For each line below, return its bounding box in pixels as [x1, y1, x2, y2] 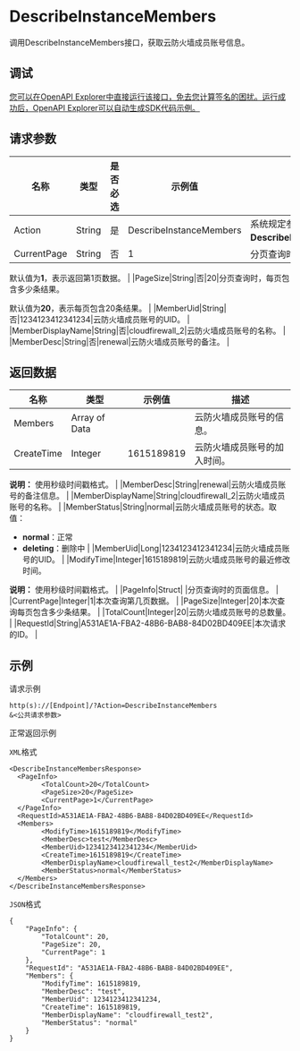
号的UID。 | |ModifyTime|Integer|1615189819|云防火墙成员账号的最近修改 [21, 554, 290, 565]
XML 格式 [9, 747, 37, 757]
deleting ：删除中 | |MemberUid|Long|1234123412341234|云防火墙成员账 [21, 543, 290, 554]
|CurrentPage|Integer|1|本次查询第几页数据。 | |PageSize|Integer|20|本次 [9, 595, 278, 606]
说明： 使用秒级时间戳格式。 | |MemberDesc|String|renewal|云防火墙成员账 [9, 479, 287, 490]
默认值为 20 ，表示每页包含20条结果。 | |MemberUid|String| [9, 303, 227, 313]
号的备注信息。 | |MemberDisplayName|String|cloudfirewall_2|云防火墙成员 [9, 491, 286, 501]
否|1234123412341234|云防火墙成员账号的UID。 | [9, 313, 190, 324]
